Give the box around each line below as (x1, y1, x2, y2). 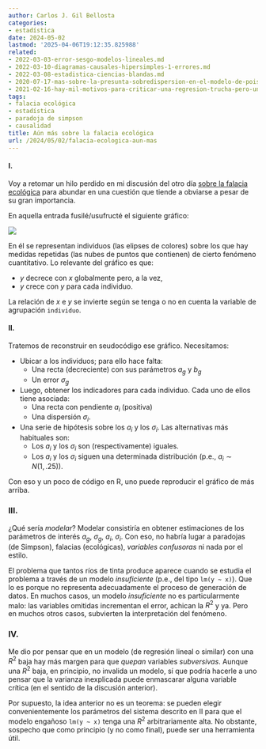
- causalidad (8, 122, 51, 130)
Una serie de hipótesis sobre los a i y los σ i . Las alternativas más (19, 422, 229, 433)
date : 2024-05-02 (8, 33, 66, 42)
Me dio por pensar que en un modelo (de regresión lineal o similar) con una (8, 646, 254, 656)
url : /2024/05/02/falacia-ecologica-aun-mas (8, 136, 158, 145)
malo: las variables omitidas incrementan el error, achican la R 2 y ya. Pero (8, 599, 249, 610)
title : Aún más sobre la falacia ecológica (8, 129, 154, 137)
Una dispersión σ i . (31, 412, 91, 424)
